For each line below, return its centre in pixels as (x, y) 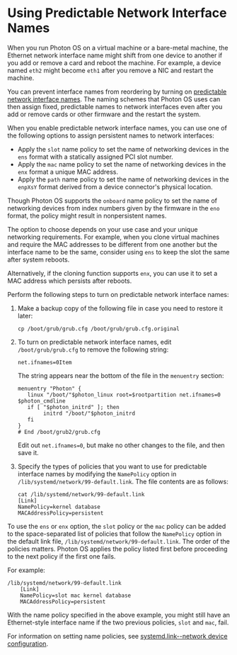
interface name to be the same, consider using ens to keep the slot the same (118, 252)
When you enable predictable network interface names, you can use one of (117, 128)
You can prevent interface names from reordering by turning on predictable (117, 91)
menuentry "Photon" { (49, 388)
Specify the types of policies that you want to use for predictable (112, 466)
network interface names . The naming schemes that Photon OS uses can (114, 99)
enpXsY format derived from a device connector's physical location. (115, 186)
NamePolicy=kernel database (59, 507)
